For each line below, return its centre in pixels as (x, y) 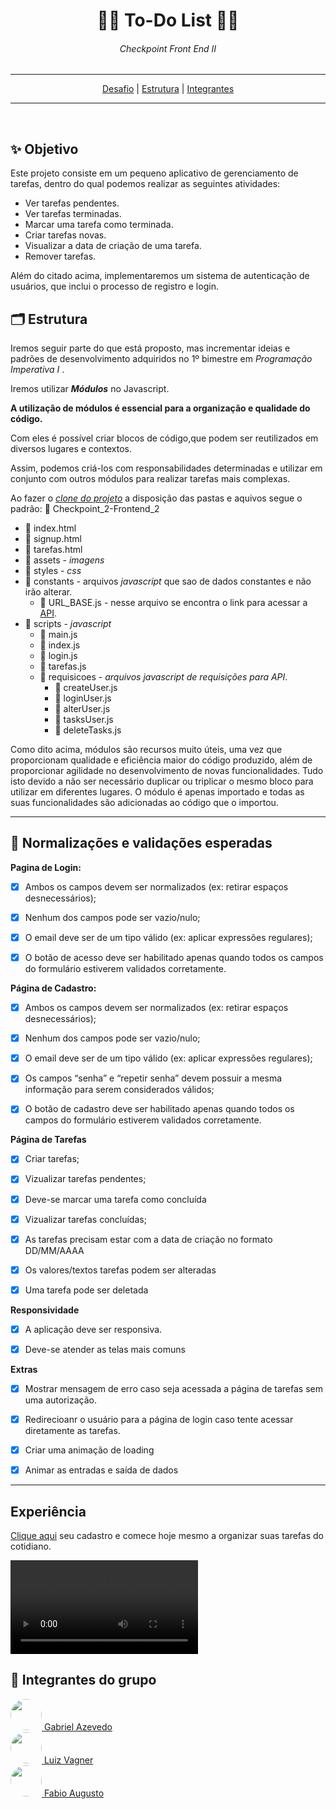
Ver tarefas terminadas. (73, 214)
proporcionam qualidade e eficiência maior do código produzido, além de (161, 760)
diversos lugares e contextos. (71, 449)
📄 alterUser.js (82, 709)
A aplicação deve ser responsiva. (93, 1329)
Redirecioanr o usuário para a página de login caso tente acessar (159, 1420)
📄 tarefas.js (63, 666)
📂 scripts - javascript (68, 624)
